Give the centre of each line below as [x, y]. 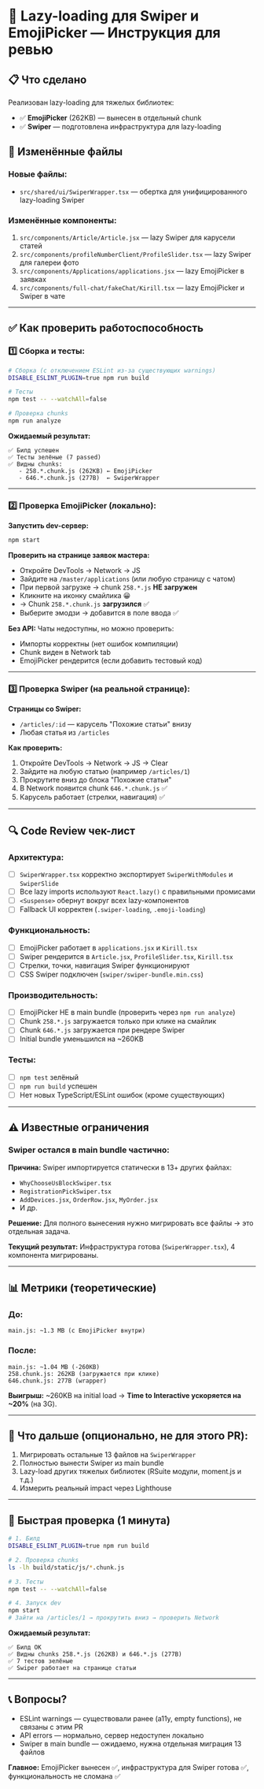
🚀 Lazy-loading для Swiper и [103, 16]
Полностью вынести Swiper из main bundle [92, 1463]
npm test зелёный [49, 1077]
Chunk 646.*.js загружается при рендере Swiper [102, 1030]
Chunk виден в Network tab [65, 653]
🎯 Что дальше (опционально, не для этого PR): [128, 1436]
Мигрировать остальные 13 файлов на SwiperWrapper [108, 1455]
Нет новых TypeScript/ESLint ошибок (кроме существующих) [122, 1095]
